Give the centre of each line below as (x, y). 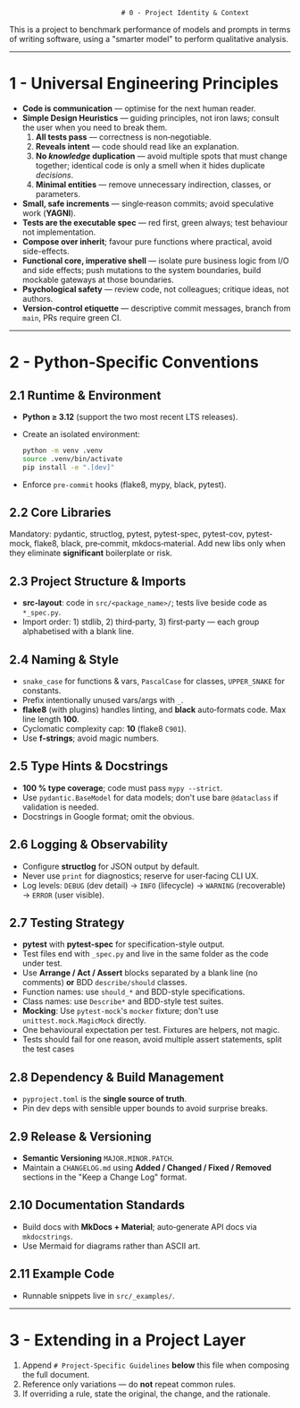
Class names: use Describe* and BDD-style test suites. (123, 1001)
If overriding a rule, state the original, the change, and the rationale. (146, 1394)
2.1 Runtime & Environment (85, 395)
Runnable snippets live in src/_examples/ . (99, 1295)
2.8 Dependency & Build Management (117, 1077)
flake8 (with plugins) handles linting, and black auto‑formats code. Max (154, 709)
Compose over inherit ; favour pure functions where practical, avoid (147, 241)
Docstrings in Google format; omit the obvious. (108, 816)
